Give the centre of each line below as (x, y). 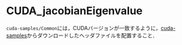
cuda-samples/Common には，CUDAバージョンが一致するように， (84, 28)
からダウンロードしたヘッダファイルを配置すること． (92, 35)
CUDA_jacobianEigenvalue (74, 11)
